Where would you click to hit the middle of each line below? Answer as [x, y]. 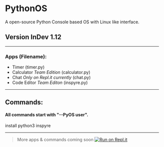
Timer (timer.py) [28, 67]
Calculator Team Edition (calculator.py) [51, 72]
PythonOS [26, 8]
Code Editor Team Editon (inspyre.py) [50, 82]
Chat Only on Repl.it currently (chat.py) [51, 78]
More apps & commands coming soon [55, 139]
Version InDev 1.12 [33, 37]
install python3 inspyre [28, 125]
